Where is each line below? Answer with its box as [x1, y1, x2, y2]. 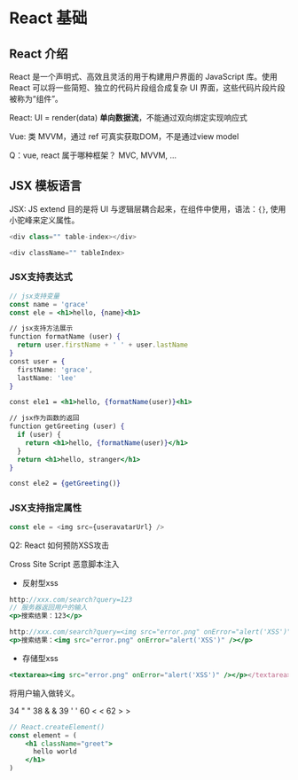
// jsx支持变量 [9, 292, 60, 300]
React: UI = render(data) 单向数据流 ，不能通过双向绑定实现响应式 [9, 113, 248, 122]
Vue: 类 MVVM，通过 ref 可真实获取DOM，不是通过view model [9, 131, 239, 142]
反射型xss [21, 577, 59, 588]
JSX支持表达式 [9, 271, 73, 284]
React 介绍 [9, 46, 68, 61]
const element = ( [9, 730, 77, 740]
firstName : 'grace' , [17, 365, 93, 374]
